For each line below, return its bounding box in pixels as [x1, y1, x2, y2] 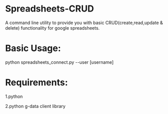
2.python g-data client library [5, 103, 66, 109]
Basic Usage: [5, 43, 61, 54]
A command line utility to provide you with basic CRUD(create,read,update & [5, 20, 163, 26]
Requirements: [5, 77, 68, 88]
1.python [5, 93, 23, 99]
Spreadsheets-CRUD [5, 3, 94, 15]
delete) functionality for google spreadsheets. [5, 25, 100, 31]
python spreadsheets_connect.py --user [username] [5, 59, 114, 65]
